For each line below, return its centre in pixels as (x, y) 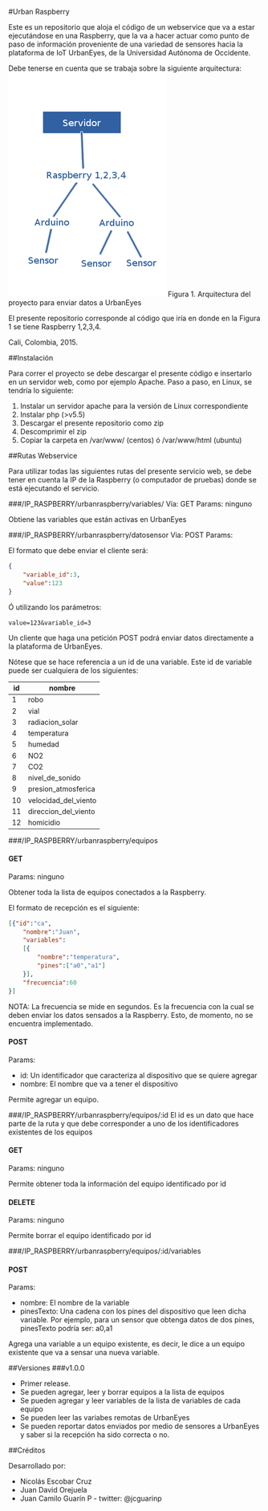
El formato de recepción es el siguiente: (74, 907)
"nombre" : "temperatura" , (79, 957)
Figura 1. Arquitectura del (209, 294)
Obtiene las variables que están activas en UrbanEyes (97, 519)
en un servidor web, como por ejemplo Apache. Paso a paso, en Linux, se (130, 382)
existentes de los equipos (51, 1132)
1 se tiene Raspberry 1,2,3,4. (55, 327)
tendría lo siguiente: (41, 390)
